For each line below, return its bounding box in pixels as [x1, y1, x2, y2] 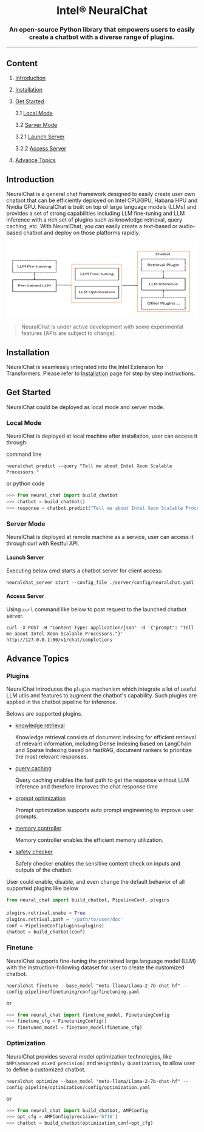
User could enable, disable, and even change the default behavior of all [6, 878, 185, 886]
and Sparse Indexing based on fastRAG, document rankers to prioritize [15, 747, 192, 754]
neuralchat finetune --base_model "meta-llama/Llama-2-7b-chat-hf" [6, 983, 181, 989]
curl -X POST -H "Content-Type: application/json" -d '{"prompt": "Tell [6, 625, 194, 631]
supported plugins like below [6, 884, 79, 892]
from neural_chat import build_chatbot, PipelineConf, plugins [6, 897, 170, 903]
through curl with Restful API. [6, 540, 80, 547]
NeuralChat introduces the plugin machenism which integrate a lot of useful [6, 685, 197, 693]
